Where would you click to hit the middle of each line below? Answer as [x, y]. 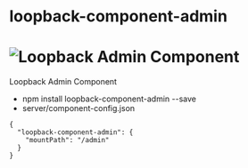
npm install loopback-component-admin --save [109, 99]
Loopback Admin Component [63, 82]
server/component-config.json [79, 108]
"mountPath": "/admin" [67, 140]
